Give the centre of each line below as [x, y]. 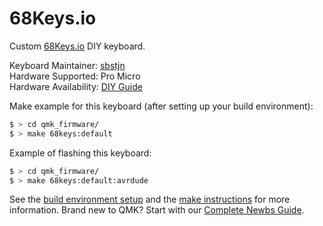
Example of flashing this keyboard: [80, 153]
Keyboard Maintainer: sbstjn [67, 65]
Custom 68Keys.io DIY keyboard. [77, 46]
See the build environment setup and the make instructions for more [150, 199]
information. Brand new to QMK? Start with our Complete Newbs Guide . [157, 210]
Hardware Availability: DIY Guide [76, 86]
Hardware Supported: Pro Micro [75, 76]
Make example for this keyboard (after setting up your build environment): [161, 106]
